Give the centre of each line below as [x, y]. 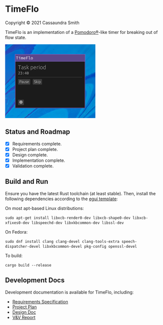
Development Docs [35, 281]
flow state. [16, 37]
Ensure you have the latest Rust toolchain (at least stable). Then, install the [81, 193]
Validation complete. [33, 166]
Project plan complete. [35, 149]
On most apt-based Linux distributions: [45, 208]
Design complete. [30, 155]
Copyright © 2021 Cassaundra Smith [42, 23]
